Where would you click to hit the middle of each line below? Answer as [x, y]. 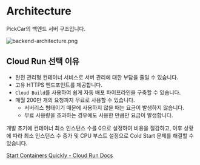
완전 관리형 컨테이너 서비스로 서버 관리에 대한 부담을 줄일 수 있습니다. [97, 77]
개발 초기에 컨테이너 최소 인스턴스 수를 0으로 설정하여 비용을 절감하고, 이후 [95, 128]
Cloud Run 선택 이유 [43, 62]
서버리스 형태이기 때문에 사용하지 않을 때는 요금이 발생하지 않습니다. [104, 107]
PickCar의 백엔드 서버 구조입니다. [46, 29]
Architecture [39, 11]
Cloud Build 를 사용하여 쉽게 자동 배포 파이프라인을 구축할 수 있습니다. [98, 92]
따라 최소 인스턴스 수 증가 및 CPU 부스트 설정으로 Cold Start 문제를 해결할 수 [103, 135]
